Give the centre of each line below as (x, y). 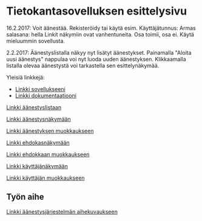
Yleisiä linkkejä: (25, 77)
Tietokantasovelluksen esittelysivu (97, 11)
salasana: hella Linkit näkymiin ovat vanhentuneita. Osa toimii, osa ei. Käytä (100, 34)
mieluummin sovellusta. (36, 41)
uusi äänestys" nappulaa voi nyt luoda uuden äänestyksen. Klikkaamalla (96, 59)
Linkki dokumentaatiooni (46, 95)
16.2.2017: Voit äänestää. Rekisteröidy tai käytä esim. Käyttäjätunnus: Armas (101, 28)
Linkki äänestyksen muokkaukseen (50, 131)
